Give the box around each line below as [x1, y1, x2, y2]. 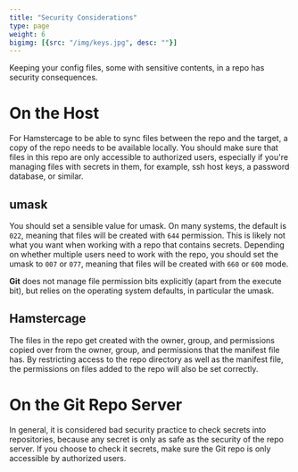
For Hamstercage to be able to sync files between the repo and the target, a [9, 133, 288, 144]
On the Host [9, 104, 100, 123]
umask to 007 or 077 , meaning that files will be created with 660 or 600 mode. [9, 258, 289, 269]
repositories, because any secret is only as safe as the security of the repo [9, 434, 284, 444]
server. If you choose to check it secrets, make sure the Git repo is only [9, 443, 271, 454]
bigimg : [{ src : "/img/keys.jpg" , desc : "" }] [9, 38, 178, 47]
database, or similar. [9, 171, 84, 181]
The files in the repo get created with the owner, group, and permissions [9, 334, 275, 345]
